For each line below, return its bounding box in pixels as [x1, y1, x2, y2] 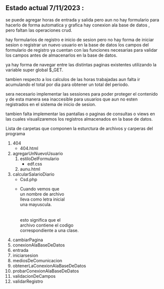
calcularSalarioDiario [12, 171, 55, 177]
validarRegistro [12, 278, 43, 284]
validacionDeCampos [12, 273, 56, 279]
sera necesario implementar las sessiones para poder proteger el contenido [5, 91, 158, 97]
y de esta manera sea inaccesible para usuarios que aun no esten [5, 96, 138, 102]
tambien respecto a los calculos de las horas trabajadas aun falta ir [5, 76, 141, 82]
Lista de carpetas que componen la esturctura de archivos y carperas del [5, 125, 153, 131]
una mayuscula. [20, 201, 52, 207]
